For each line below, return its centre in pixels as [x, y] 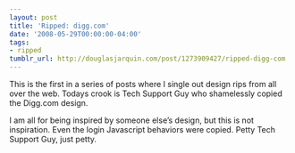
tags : [19, 42]
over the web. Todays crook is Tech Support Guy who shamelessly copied [146, 93]
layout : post [34, 17]
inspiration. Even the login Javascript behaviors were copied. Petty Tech [142, 129]
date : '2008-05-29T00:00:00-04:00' [76, 34]
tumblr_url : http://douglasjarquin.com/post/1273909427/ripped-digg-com [147, 59]
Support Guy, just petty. [53, 139]
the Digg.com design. [49, 103]
